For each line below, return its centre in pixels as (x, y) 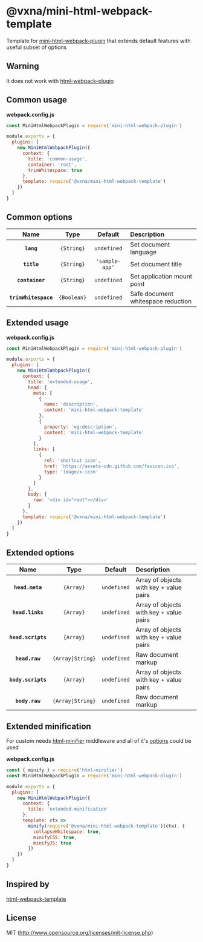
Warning (23, 66)
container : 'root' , (53, 165)
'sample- (108, 261)
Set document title (156, 264)
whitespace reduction (161, 301)
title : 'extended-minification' (69, 809)
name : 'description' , (71, 404)
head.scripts (28, 637)
